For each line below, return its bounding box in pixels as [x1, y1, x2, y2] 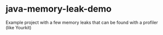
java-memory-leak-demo [5, 3, 112, 15]
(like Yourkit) [5, 24, 32, 30]
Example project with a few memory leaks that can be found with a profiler [5, 19, 158, 25]
